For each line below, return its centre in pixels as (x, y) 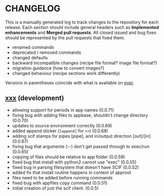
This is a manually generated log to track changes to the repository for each (82, 22)
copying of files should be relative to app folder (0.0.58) (68, 157)
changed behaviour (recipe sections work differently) (66, 73)
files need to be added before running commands (62, 177)
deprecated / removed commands (47, 52)
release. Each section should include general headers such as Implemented (82, 27)
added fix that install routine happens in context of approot (72, 172)
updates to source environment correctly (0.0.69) (62, 125)
